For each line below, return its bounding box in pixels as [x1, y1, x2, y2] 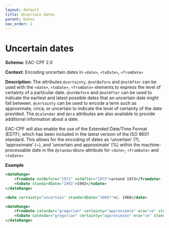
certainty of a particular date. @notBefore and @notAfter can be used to [5, 90, 152, 96]
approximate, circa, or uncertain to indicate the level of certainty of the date [5, 106, 162, 112]
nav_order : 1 [5, 21, 33, 27]
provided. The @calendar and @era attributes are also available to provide [5, 111, 155, 117]
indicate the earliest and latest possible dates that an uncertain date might [5, 95, 159, 101]
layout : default [5, 7, 39, 13]
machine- [141, 142, 161, 148]
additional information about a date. [5, 116, 79, 122]
